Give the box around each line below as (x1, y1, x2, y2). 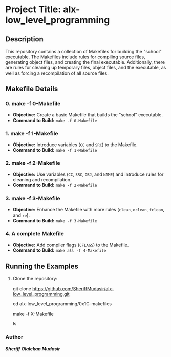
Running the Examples (5, 262, 78, 271)
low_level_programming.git (12, 291, 70, 297)
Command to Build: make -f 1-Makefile (12, 147, 97, 153)
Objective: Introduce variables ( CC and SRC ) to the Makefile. (12, 141, 138, 148)
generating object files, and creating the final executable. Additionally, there (5, 59, 165, 65)
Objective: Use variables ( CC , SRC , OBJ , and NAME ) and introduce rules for (12, 171, 164, 177)
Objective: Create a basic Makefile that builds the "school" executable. (12, 111, 163, 118)
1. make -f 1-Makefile (5, 130, 58, 137)
